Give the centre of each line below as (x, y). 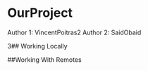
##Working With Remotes (45, 59)
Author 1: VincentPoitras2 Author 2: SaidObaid (74, 32)
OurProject (40, 13)
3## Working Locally (38, 46)
